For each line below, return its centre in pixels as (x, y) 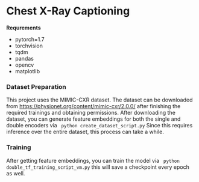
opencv (24, 65)
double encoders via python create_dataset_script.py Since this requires (99, 126)
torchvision (29, 46)
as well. (16, 173)
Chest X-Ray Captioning (68, 11)
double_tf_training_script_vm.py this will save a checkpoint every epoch (98, 167)
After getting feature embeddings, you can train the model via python (93, 160)
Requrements (24, 28)
